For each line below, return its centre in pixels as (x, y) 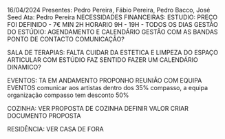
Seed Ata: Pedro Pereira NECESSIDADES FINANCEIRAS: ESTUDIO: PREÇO (112, 17)
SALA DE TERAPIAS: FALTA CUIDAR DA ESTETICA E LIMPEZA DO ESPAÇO (113, 52)
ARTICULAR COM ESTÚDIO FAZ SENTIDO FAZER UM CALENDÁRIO (103, 60)
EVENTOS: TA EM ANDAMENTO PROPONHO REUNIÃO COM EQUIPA (105, 81)
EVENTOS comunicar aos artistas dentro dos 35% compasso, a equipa (108, 88)
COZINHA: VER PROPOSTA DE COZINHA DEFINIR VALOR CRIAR (98, 108)
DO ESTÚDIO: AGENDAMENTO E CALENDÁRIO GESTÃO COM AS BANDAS (112, 32)
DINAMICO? (24, 67)
